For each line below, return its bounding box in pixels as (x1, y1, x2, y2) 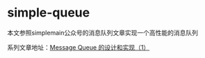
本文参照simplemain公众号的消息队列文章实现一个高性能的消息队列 (7, 28, 198, 37)
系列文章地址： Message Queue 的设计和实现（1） (7, 43, 150, 51)
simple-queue (7, 5, 90, 21)
